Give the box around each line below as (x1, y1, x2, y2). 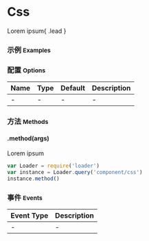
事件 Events (7, 192, 43, 202)
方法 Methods (7, 117, 49, 127)
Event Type (10, 211, 49, 220)
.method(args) (7, 134, 49, 142)
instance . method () (7, 175, 60, 182)
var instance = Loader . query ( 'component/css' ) (7, 169, 143, 176)
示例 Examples (7, 45, 51, 55)
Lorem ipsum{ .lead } (7, 27, 67, 35)
